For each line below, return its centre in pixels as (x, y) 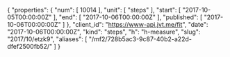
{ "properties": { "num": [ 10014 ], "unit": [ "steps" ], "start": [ (94, 10)
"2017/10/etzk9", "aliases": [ (47, 39)
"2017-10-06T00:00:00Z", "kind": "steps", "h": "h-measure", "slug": (104, 32)
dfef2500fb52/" (30, 46)
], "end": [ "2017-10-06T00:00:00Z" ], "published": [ (128, 17)
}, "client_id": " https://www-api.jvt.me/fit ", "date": (137, 24)
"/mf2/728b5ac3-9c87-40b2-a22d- (140, 39)
